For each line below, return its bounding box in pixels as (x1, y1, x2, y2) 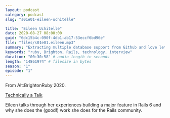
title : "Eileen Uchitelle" (5, 26, 62, 31)
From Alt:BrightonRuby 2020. (5, 82, 66, 89)
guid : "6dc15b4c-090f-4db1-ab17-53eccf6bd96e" (5, 35, 105, 41)
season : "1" (5, 64, 30, 69)
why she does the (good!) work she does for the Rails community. (5, 107, 143, 113)
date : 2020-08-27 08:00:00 (5, 31, 62, 36)
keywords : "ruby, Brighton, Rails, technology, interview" (5, 49, 133, 55)
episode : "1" (5, 68, 33, 73)
